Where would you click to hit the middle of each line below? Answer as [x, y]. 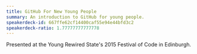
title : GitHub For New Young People [51, 11]
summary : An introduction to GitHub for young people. [75, 17]
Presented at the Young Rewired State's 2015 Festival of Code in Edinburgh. [99, 45]
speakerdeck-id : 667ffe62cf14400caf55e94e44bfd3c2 [70, 22]
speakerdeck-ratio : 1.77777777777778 [53, 28]
